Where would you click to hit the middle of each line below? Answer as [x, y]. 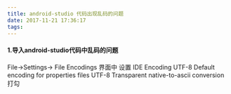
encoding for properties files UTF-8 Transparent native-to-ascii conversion [116, 75]
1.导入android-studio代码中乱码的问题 [63, 50]
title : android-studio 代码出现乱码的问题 [66, 14]
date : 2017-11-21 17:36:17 [47, 20]
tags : [15, 27]
